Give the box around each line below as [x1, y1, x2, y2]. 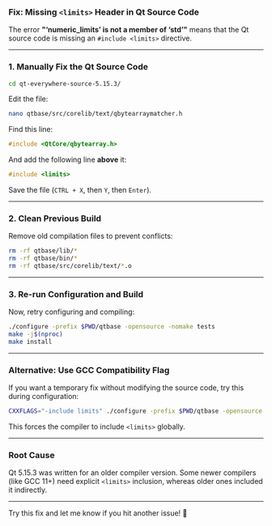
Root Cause [8, 450, 55, 461]
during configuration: [8, 392, 79, 401]
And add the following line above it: [8, 155, 127, 164]
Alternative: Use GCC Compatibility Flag [8, 364, 170, 375]
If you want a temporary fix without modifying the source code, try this [8, 383, 244, 392]
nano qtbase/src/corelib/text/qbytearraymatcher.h [8, 110, 183, 118]
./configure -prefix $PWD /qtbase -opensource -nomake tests [8, 323, 216, 331]
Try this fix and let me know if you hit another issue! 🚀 [8, 508, 188, 518]
